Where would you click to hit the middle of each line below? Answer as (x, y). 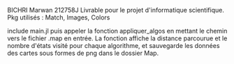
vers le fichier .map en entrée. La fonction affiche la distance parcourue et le (117, 38)
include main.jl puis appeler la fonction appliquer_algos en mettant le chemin (117, 31)
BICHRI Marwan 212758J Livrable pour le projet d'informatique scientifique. (116, 10)
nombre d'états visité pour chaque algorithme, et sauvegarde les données (114, 46)
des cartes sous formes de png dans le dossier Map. (83, 53)
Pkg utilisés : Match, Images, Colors (59, 17)
